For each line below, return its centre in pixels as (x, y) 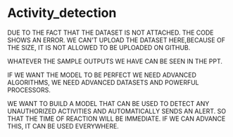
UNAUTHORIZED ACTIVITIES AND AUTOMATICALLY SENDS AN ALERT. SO (117, 111)
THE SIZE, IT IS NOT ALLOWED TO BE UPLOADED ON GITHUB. (99, 47)
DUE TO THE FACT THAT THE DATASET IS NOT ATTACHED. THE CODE (111, 32)
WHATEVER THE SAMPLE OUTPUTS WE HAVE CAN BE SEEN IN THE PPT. (115, 61)
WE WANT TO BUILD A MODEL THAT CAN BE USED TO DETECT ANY (108, 103)
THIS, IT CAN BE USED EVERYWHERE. (63, 126)
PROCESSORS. (29, 90)
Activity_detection (62, 13)
